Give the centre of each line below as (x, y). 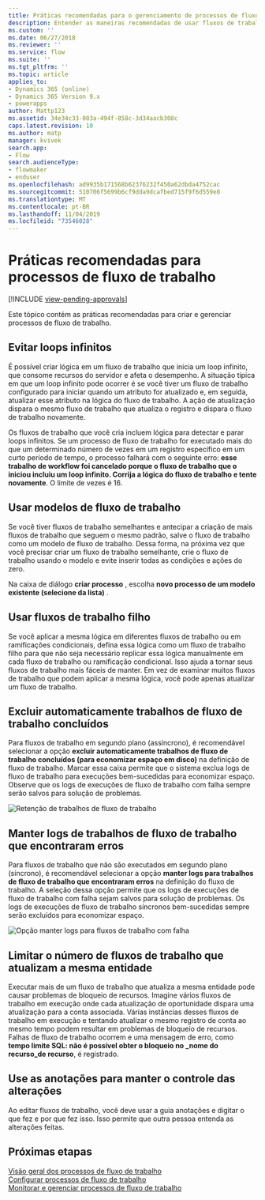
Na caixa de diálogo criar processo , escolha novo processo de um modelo (132, 584)
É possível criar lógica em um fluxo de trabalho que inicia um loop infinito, (128, 366)
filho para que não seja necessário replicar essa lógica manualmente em (126, 653)
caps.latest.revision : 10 (50, 126)
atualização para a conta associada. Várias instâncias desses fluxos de (123, 1012)
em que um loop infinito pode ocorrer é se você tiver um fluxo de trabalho (128, 383)
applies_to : (28, 81)
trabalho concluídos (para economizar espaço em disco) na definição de (129, 760)
